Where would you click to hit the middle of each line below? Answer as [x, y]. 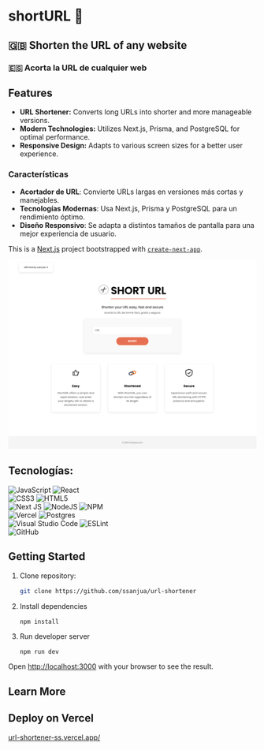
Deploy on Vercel [51, 718]
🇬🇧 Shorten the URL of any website [98, 45]
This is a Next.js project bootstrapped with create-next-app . [106, 248]
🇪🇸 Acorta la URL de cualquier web [78, 68]
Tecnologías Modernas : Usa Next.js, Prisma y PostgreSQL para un [128, 208]
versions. [34, 121]
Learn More [37, 691]
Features [30, 93]
